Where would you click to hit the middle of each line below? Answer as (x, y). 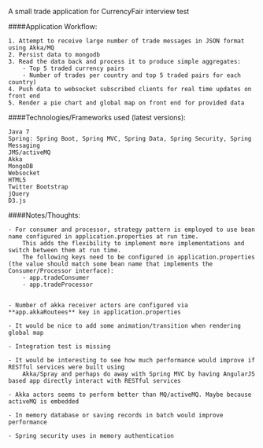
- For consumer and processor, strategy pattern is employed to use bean (132, 230)
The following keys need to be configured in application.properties (139, 257)
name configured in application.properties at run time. (104, 237)
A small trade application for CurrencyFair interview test (99, 11)
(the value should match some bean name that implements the (111, 264)
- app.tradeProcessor (57, 285)
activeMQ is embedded (44, 402)
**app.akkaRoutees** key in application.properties (94, 312)
